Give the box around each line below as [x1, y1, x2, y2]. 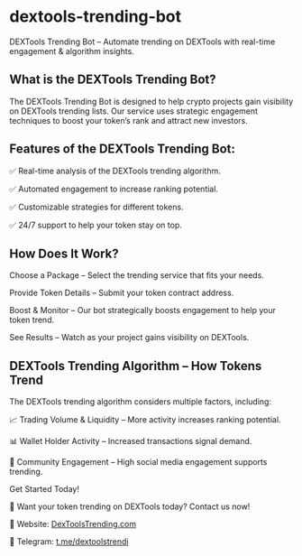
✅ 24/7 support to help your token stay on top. [9, 219, 182, 230]
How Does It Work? [9, 246, 119, 261]
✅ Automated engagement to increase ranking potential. [9, 183, 219, 194]
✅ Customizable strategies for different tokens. [9, 201, 184, 212]
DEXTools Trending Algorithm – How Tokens [9, 358, 262, 374]
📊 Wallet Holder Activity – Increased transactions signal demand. [9, 436, 252, 447]
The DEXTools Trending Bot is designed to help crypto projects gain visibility [9, 96, 294, 107]
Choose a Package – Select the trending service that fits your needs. [9, 270, 264, 281]
